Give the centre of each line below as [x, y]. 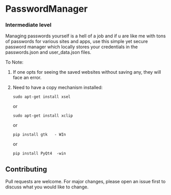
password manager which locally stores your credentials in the [72, 47]
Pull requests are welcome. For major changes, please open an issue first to [85, 182]
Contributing [26, 169]
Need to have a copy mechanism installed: [58, 88]
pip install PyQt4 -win [39, 154]
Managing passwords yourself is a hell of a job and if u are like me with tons [85, 36]
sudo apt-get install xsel [42, 97]
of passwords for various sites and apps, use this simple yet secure [77, 41]
